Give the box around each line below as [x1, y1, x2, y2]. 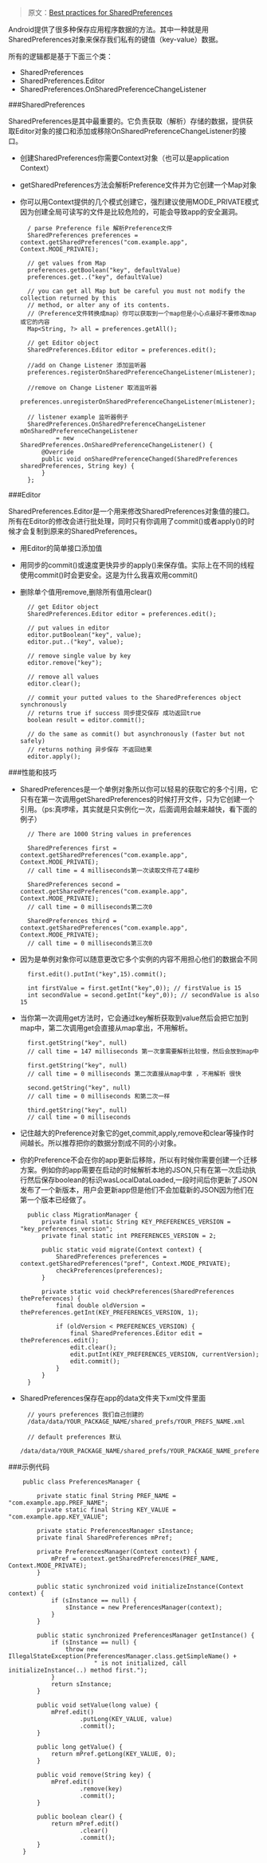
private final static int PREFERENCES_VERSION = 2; [41, 1232, 217, 1240]
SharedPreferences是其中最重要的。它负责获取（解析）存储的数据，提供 [8, 116, 246, 126]
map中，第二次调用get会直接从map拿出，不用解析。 [19, 1024, 193, 1032]
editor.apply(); [27, 753, 81, 761]
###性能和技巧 [8, 768, 57, 776]
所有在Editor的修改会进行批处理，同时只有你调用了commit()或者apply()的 [8, 517, 249, 525]
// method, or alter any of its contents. [27, 301, 171, 309]
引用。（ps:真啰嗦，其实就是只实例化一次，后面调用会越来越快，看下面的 [19, 804, 257, 814]
